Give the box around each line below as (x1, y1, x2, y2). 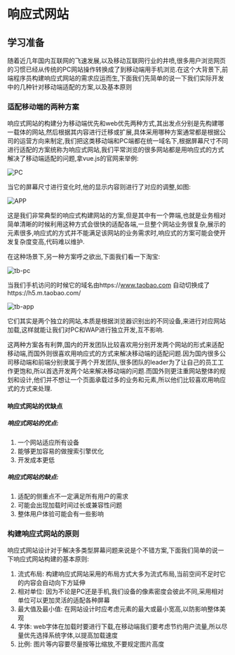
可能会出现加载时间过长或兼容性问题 (17, 501, 123, 509)
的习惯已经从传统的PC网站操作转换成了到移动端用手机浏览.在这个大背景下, (7, 65, 222, 74)
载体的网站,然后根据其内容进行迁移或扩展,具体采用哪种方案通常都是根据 (13, 128, 220, 137)
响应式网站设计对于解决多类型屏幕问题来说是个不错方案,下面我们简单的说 (7, 546, 219, 555)
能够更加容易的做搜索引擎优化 (17, 447, 104, 455)
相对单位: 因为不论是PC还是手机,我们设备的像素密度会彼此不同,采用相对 (17, 587, 224, 596)
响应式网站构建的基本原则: (13, 555, 90, 563)
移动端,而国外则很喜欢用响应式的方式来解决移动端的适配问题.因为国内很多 (7, 349, 220, 358)
